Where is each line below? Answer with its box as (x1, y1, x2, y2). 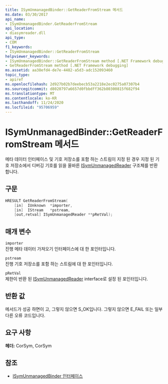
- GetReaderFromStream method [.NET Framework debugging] (5, 63, 128, 68)
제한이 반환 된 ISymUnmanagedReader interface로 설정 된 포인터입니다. (5, 276, 148, 282)
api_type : (5, 35, 26, 40)
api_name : (5, 16, 26, 21)
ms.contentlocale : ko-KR (5, 95, 57, 100)
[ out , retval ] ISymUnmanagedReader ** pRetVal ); (14, 212, 113, 217)
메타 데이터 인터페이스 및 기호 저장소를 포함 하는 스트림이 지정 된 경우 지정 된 (5, 156, 154, 162)
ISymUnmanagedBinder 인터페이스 (12, 373, 83, 379)
